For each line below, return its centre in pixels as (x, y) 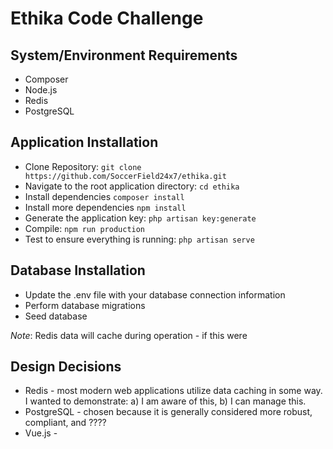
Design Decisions (66, 367)
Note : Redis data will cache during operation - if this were (129, 335)
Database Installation (78, 270)
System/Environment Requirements (124, 55)
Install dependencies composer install (104, 196)
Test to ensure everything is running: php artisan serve (139, 239)
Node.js (41, 90)
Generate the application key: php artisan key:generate (140, 218)
